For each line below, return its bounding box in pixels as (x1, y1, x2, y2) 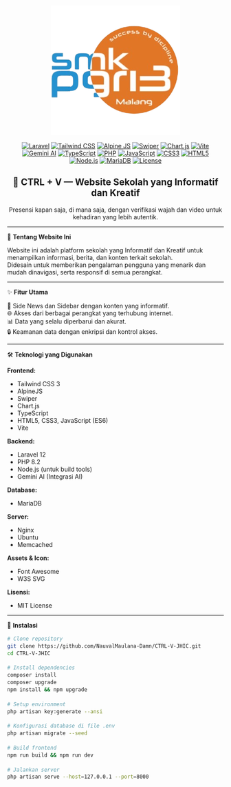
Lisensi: (7, 588, 30, 596)
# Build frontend (7, 744, 57, 751)
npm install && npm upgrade (7, 686, 88, 693)
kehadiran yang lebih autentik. (73, 212, 158, 221)
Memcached (16, 540, 53, 548)
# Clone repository (7, 635, 63, 642)
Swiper (16, 394, 38, 402)
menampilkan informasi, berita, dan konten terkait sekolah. (7, 253, 173, 261)
